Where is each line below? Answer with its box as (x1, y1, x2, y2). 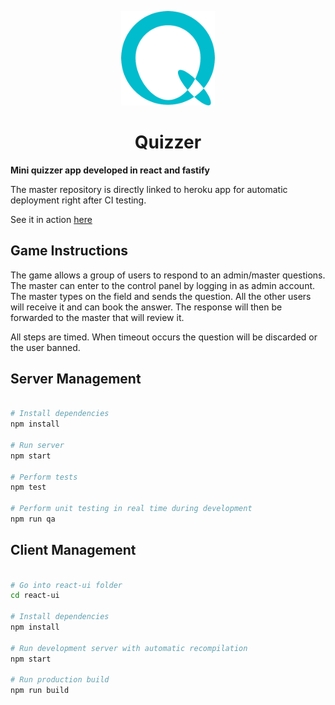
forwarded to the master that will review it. (10, 311, 185, 323)
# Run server (10, 440, 65, 450)
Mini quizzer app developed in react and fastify (10, 164, 210, 176)
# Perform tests (10, 472, 78, 482)
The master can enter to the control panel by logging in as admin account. (10, 279, 316, 291)
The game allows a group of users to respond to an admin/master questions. (10, 269, 326, 281)
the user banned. (10, 341, 81, 353)
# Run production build (10, 675, 110, 685)
